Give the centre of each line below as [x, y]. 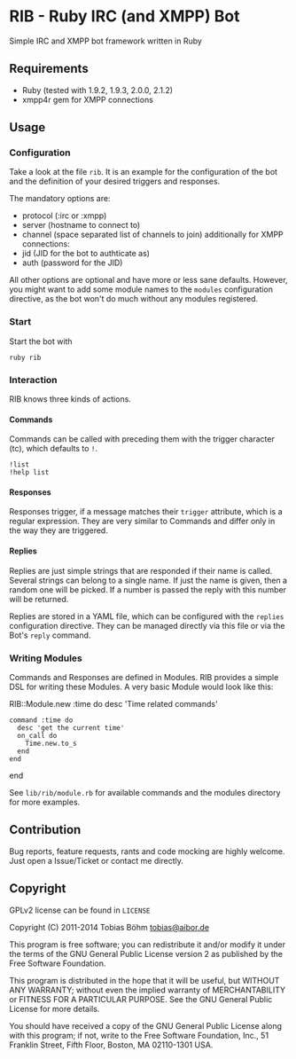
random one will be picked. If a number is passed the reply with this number [148, 589]
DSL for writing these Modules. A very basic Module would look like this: [141, 686]
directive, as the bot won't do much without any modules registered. [134, 299]
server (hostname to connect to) [81, 225]
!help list [29, 473]
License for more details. [55, 1008]
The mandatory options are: [60, 199]
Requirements [49, 69]
